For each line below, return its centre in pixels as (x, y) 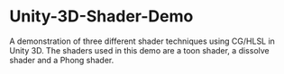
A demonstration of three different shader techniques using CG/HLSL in (142, 41)
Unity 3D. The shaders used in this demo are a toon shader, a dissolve (139, 50)
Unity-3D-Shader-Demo (101, 16)
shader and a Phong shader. (62, 60)
